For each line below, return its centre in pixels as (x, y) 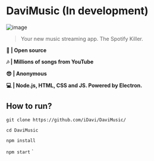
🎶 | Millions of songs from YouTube (50, 62)
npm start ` (20, 152)
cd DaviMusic (22, 130)
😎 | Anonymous (27, 73)
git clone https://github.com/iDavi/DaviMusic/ (66, 120)
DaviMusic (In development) (77, 11)
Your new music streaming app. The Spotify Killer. (82, 38)
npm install (21, 140)
